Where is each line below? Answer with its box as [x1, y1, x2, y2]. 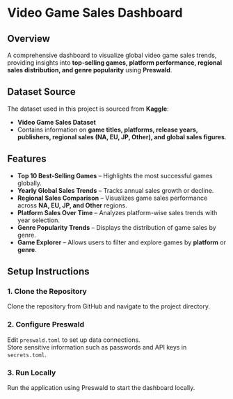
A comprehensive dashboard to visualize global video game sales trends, [7, 51, 217, 59]
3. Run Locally [7, 368, 56, 377]
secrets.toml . [7, 350, 47, 359]
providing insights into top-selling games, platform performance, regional [7, 58, 223, 67]
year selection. [17, 216, 61, 224]
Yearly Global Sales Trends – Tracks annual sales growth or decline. [17, 186, 214, 194]
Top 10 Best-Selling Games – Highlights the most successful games [17, 171, 213, 180]
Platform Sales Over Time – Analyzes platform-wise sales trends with [17, 208, 218, 217]
